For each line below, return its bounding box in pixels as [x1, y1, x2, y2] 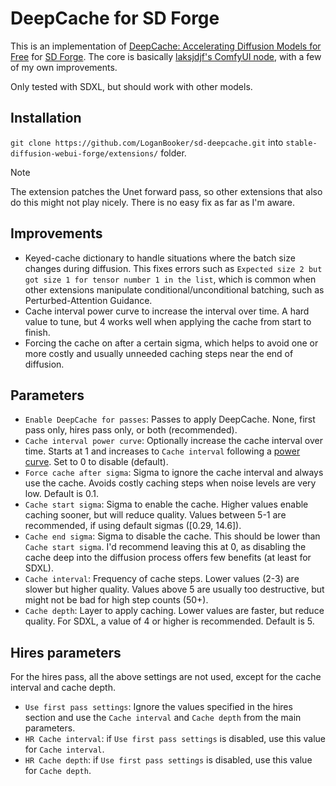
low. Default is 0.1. [24, 488, 99, 500]
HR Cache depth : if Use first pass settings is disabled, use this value [24, 754, 313, 766]
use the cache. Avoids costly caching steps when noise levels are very [24, 477, 317, 489]
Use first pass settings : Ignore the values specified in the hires [24, 701, 293, 713]
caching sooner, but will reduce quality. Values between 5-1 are [24, 509, 287, 521]
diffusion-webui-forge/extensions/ [10, 148, 159, 159]
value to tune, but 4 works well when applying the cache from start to [24, 315, 312, 327]
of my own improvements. [10, 61, 118, 73]
